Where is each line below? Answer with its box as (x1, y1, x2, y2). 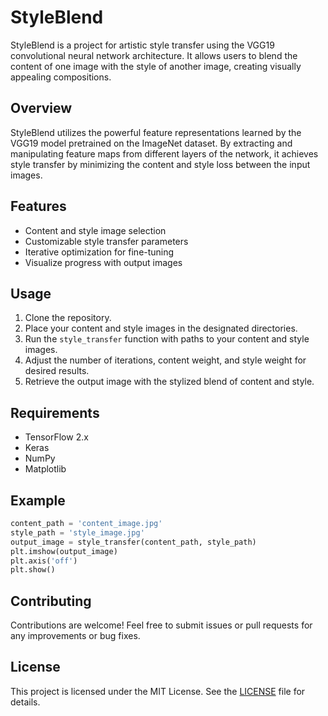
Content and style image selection (24, 224, 167, 236)
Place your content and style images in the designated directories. (24, 322, 298, 335)
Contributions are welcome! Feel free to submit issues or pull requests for (10, 619, 313, 631)
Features (10, 198, 67, 215)
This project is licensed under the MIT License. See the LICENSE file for (10, 685, 306, 697)
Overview (10, 100, 73, 117)
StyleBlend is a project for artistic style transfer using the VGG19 (10, 39, 275, 51)
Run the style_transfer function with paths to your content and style (24, 333, 310, 345)
